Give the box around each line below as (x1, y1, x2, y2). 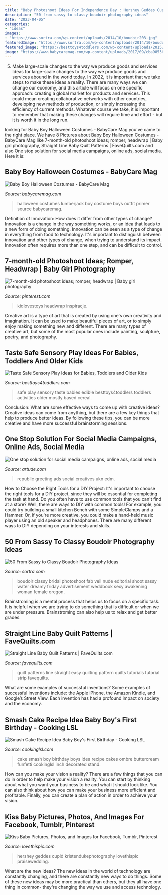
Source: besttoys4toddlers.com (5, 379, 70, 385)
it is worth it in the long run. (12, 117, 69, 123)
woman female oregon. (17, 589, 65, 595)
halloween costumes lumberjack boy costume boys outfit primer (17, 201, 150, 207)
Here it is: (5, 153, 25, 159)
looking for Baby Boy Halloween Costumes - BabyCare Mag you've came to (5, 126, 161, 132)
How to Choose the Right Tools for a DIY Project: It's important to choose (5, 485, 156, 491)
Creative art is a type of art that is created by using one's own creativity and (5, 313, 162, 319)
